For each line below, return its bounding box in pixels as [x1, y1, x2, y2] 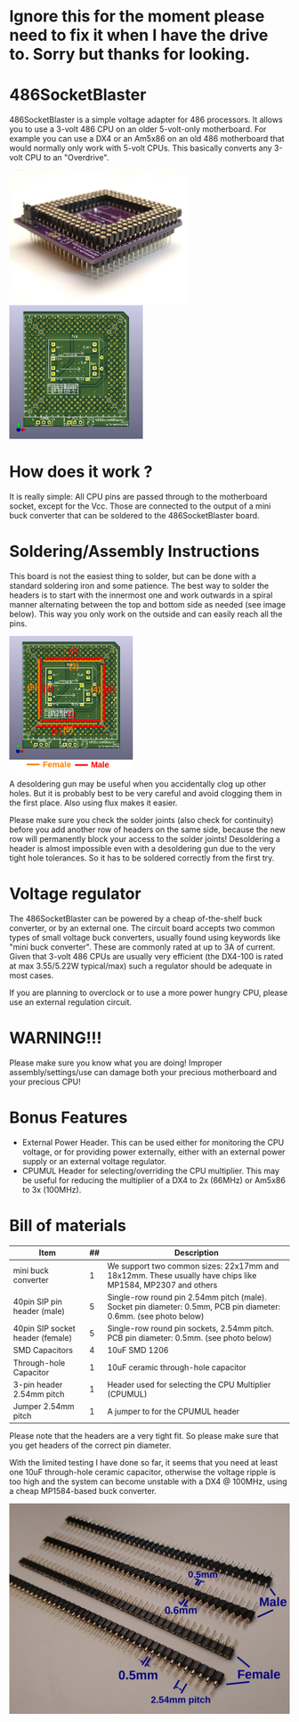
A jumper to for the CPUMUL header [107, 1406, 240, 1416]
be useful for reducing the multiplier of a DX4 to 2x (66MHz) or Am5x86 [21, 1174, 287, 1186]
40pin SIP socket [12, 1323, 76, 1334]
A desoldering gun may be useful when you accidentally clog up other [9, 779, 267, 789]
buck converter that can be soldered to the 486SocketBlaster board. [9, 510, 260, 521]
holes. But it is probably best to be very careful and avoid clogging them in [9, 788, 282, 798]
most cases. [9, 969, 54, 981]
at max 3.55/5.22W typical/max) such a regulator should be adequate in [9, 960, 273, 971]
